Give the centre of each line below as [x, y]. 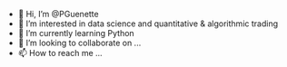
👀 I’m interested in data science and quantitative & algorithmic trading [148, 24]
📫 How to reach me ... [60, 53]
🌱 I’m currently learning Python [76, 33]
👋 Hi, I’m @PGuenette [58, 14]
